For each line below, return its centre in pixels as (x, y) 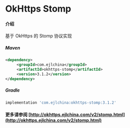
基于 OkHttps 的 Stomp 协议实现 (39, 36)
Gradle (13, 90)
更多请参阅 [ (18, 115)
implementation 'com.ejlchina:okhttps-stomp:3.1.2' (61, 102)
